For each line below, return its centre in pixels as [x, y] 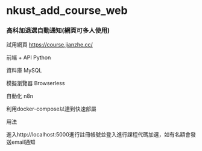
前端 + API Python [29, 57]
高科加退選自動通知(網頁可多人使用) [58, 31]
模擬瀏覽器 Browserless [36, 83]
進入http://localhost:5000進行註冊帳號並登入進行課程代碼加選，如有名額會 [99, 135]
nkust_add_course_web [67, 11]
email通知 [24, 142]
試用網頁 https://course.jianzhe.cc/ [50, 45]
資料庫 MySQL [24, 71]
